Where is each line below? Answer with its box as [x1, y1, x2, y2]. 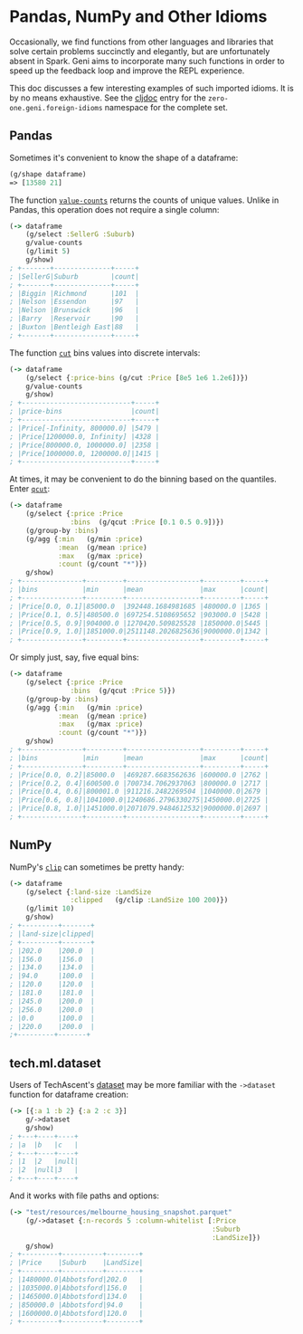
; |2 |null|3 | [9, 1166, 79, 1175]
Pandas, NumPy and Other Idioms [9, 6, 268, 27]
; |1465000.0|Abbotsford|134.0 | [9, 1291, 144, 1301]
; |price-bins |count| [9, 407, 160, 416]
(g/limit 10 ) [25, 904, 75, 913]
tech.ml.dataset [9, 1055, 101, 1071]
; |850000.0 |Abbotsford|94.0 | [9, 1301, 144, 1310]
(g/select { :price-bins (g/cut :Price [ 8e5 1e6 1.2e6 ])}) [25, 373, 249, 382]
